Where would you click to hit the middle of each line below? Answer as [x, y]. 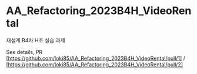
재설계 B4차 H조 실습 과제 [36, 40]
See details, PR [24, 52]
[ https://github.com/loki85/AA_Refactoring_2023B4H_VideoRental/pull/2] [95, 64]
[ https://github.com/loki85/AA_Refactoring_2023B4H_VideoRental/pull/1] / [96, 58]
